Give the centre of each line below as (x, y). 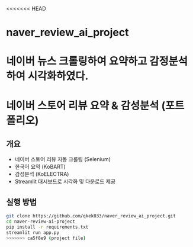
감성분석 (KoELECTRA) (42, 174)
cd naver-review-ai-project (41, 222)
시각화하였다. (58, 76)
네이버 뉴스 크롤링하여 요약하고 (77, 61)
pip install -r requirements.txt (47, 227)
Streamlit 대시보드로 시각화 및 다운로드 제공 (65, 182)
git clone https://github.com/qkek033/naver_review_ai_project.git (91, 216)
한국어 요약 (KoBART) (40, 167)
